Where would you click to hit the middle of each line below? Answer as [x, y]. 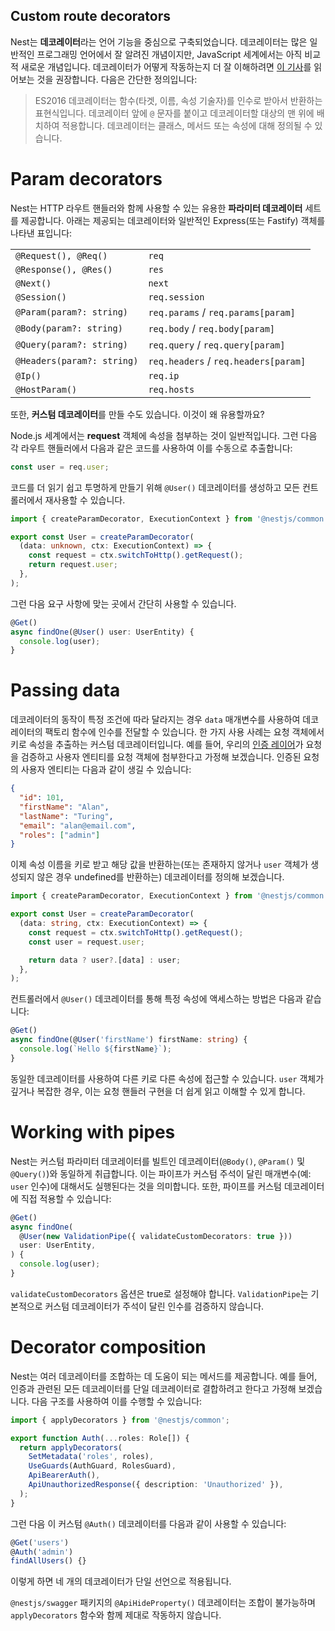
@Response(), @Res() [64, 269]
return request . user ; [73, 565]
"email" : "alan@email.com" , [78, 825]
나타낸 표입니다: [41, 233]
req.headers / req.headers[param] [227, 361]
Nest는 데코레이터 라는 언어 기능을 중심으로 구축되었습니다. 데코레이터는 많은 [159, 41]
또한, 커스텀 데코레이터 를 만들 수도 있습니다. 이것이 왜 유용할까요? [137, 414]
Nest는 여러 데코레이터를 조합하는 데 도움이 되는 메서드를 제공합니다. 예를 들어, [164, 1376]
